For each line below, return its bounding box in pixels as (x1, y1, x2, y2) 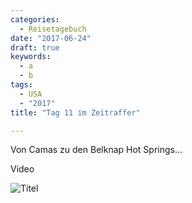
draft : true (10, 42, 60, 53)
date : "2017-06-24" (10, 33, 92, 43)
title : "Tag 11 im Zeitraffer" (10, 107, 141, 118)
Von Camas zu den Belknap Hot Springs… (10, 144, 183, 156)
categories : (10, 14, 60, 25)
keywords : (10, 52, 52, 62)
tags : (10, 80, 33, 90)
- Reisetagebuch (19, 24, 87, 34)
